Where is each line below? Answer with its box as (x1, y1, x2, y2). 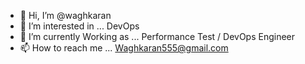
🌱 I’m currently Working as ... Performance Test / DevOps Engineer (19, 31, 296, 42)
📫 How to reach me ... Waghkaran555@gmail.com (19, 42, 229, 54)
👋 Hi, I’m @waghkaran (19, 10, 112, 21)
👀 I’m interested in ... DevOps (19, 20, 140, 32)
